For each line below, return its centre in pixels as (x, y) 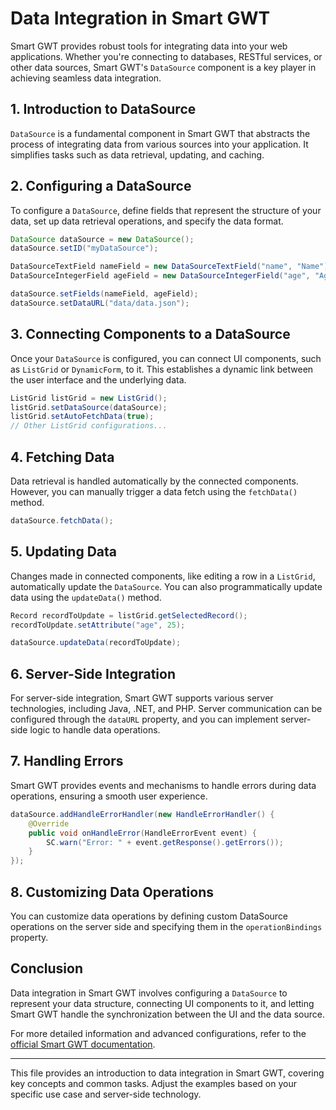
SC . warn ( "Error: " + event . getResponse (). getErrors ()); (165, 842)
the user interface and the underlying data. (98, 379)
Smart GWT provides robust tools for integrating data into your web (149, 46)
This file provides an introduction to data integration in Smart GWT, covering (167, 1073)
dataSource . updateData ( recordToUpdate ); (96, 643)
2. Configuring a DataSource (101, 186)
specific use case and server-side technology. (106, 1094)
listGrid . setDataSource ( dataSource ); (89, 407)
